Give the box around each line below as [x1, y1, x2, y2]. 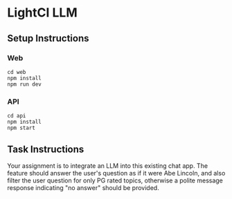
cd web [7, 68, 26, 75]
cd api [7, 113, 26, 120]
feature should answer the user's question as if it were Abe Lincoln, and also [7, 169, 226, 177]
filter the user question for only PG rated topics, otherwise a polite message [7, 176, 224, 184]
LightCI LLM [7, 5, 78, 21]
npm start [7, 124, 36, 132]
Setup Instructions [7, 32, 89, 44]
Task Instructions [7, 143, 84, 155]
